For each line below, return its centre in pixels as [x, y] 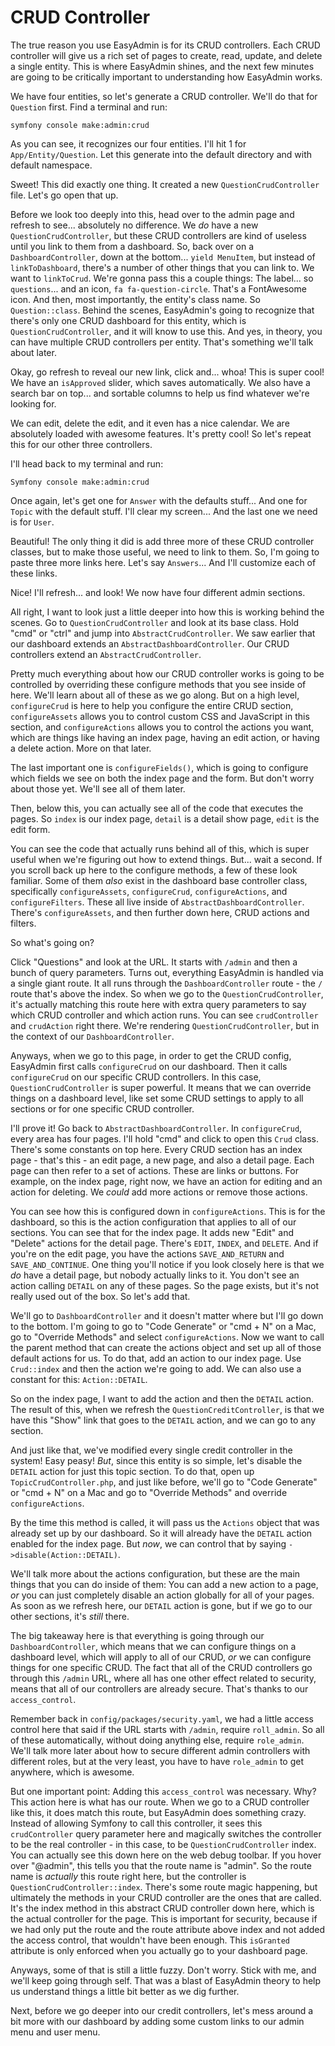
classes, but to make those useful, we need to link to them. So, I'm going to [165, 552]
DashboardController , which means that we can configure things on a [153, 1646]
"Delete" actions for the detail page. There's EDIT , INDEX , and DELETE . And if [164, 1243]
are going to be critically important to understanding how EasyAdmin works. [166, 77]
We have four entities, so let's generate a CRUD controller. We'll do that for [164, 96]
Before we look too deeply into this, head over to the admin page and [152, 214]
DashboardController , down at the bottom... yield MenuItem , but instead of [163, 257]
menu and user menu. [55, 2032]
